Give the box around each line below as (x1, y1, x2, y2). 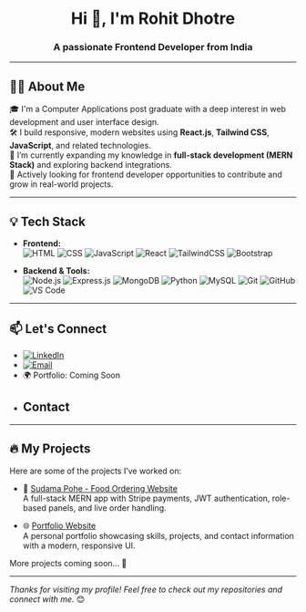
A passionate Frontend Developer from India (53, 41, 253, 54)
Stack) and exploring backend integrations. (9, 160, 173, 171)
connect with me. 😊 (9, 593, 86, 605)
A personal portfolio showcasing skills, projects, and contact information (22, 530, 294, 541)
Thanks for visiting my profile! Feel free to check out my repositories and (9, 584, 283, 595)
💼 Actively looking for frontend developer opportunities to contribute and (9, 169, 282, 181)
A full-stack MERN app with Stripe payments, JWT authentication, (22, 493, 270, 503)
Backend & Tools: (22, 265, 90, 276)
